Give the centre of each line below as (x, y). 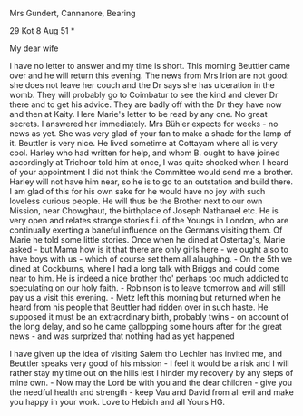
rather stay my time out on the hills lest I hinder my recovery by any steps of (151, 373)
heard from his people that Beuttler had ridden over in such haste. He (139, 307)
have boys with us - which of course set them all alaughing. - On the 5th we (151, 259)
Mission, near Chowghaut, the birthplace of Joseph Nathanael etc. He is (144, 211)
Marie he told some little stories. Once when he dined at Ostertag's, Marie (147, 239)
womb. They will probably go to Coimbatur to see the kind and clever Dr (144, 95)
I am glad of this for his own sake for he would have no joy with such (137, 191)
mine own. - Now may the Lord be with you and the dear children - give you (151, 382)
